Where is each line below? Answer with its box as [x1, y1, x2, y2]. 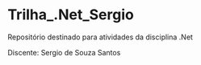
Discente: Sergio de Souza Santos [7, 47, 121, 57]
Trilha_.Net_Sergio [7, 6, 134, 24]
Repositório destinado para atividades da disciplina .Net [7, 32, 193, 42]
